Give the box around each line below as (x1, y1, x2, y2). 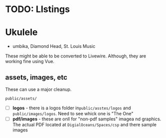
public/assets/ (5, 96, 37, 101)
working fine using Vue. (5, 58, 54, 64)
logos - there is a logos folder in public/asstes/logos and (12, 105, 131, 111)
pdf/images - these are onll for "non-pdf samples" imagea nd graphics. (12, 116, 161, 122)
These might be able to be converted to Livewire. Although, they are (5, 53, 146, 59)
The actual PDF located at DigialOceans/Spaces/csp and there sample (12, 122, 157, 128)
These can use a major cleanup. (5, 86, 72, 92)
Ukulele (5, 27, 38, 38)
